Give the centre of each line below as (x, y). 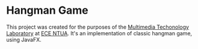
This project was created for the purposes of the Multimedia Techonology (98, 27)
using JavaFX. (24, 39)
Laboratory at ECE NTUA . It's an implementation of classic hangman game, (99, 33)
